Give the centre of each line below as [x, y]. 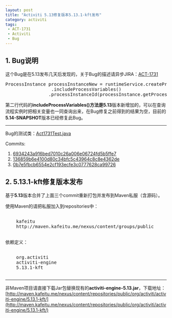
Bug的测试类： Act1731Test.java [38, 133]
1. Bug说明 [22, 61]
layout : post [19, 10]
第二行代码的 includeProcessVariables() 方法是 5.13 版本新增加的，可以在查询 [85, 105]
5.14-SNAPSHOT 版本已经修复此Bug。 [46, 117]
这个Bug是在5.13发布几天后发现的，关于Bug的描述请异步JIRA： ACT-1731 [82, 74]
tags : [11, 24]
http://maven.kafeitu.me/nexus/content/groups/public [85, 226]
